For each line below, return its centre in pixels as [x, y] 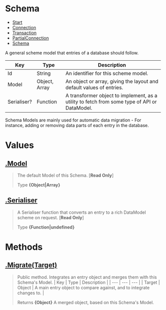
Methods [24, 247]
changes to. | [31, 293]
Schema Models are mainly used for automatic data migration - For [73, 120]
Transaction [24, 33]
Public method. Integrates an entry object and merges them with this [87, 277]
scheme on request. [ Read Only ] [50, 217]
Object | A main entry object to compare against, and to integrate [83, 287]
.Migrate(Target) [31, 265]
